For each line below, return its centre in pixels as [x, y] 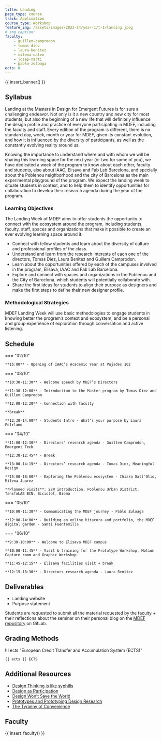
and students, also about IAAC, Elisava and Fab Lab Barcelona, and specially [81, 170]
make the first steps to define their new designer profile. [68, 290]
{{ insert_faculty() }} [25, 733]
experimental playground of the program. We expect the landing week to [77, 180]
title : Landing [20, 9]
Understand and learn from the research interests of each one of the [80, 254]
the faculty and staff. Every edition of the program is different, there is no [78, 130]
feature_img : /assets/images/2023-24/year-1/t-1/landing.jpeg [69, 28]
